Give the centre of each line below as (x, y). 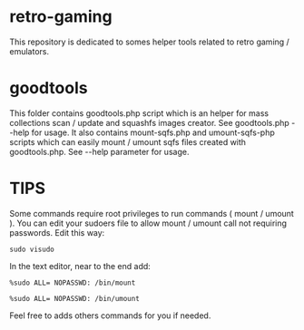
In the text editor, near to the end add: (80, 266)
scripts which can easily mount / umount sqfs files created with (128, 141)
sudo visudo (32, 249)
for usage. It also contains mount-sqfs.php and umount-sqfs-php (153, 132)
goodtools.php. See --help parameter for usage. (99, 151)
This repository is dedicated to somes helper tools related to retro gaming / (150, 42)
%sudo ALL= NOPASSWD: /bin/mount (73, 283)
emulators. (29, 51)
